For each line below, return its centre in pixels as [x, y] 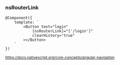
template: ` [27, 22]
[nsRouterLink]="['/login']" [63, 31]
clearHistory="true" [53, 36]
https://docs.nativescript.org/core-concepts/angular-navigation [60, 58]
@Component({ [19, 18]
